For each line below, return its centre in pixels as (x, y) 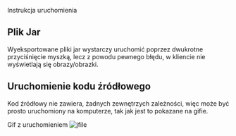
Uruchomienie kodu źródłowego (79, 86)
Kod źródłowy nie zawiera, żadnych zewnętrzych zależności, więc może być (118, 103)
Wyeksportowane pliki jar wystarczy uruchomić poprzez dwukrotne (105, 49)
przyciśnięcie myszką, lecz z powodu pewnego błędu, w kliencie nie (106, 56)
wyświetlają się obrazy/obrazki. (53, 64)
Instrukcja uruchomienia (42, 10)
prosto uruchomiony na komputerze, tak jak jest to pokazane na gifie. (108, 111)
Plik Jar (24, 32)
